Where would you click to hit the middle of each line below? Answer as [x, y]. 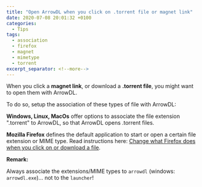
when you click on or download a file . [54, 148]
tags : [13, 35]
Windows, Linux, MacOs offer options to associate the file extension [93, 116]
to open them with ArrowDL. [42, 93]
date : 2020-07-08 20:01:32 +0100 [49, 18]
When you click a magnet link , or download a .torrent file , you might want [100, 86]
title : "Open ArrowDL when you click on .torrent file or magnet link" [99, 12]
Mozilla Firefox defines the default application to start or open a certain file [101, 134]
